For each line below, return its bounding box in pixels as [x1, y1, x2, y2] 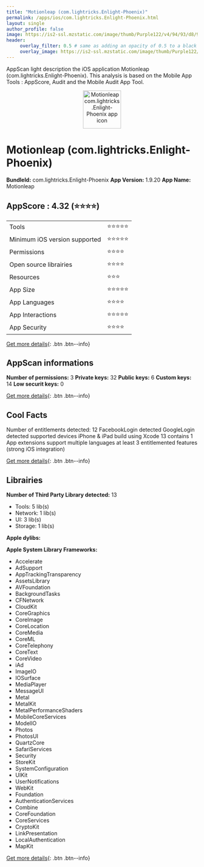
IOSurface [15, 674, 41, 681]
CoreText [15, 648, 38, 656]
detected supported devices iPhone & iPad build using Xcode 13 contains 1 [6, 433, 193, 440]
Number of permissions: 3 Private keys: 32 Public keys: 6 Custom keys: [6, 374, 192, 381]
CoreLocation [15, 622, 50, 629]
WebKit [15, 784, 34, 791]
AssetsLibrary [15, 577, 50, 584]
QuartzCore [15, 738, 45, 746]
